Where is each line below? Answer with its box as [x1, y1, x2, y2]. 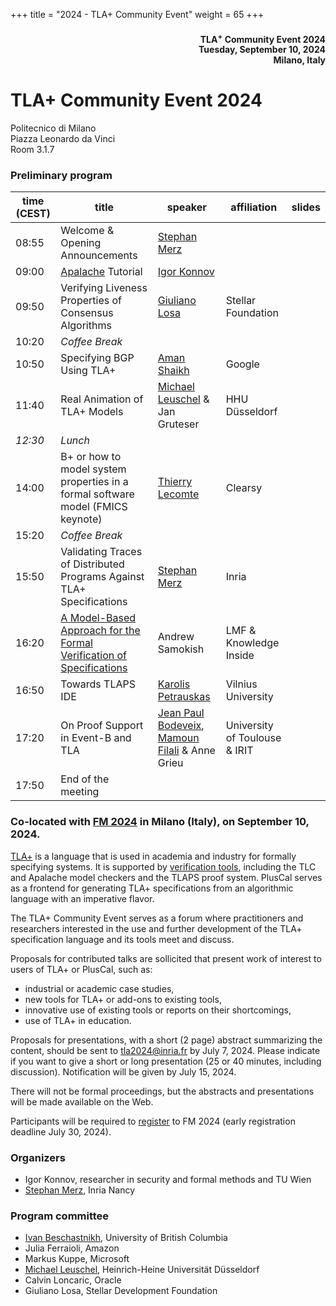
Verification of [60, 649, 127, 663]
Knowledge [225, 636, 280, 650]
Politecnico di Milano [10, 122, 97, 134]
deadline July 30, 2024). [10, 1125, 112, 1138]
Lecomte [157, 487, 200, 501]
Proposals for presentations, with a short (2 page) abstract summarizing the [10, 1034, 323, 1046]
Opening [60, 236, 102, 250]
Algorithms [60, 319, 112, 333]
